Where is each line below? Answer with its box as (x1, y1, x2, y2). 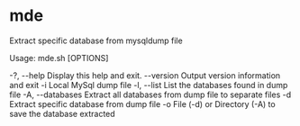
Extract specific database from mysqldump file (9, 35, 183, 46)
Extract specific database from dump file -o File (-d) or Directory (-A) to (9, 98, 277, 109)
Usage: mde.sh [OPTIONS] (9, 52, 109, 63)
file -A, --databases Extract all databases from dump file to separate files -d (9, 89, 292, 100)
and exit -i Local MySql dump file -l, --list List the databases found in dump (9, 79, 288, 90)
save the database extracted (9, 108, 115, 119)
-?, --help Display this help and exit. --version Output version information (9, 69, 281, 81)
